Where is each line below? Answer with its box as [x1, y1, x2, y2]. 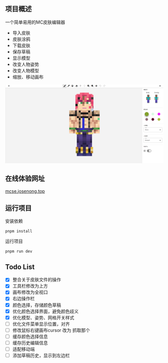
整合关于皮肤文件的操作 [12, 276, 61, 283]
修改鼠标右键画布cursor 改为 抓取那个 [12, 327, 90, 333]
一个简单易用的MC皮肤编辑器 [5, 19, 65, 25]
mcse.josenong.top [5, 188, 45, 194]
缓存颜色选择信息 [12, 333, 48, 339]
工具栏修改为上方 [12, 283, 48, 289]
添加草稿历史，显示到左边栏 [12, 352, 70, 358]
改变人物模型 [12, 67, 39, 74]
